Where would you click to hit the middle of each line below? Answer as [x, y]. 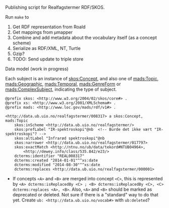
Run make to [17, 17]
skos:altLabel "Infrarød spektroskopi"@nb [60, 138]
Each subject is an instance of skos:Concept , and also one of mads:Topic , [82, 79]
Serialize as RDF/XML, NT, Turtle [46, 48]
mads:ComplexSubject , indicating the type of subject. [61, 89]
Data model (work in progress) [37, 69]
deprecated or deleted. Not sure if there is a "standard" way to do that [85, 195]
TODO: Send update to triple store [48, 59]
